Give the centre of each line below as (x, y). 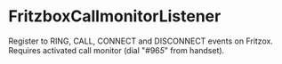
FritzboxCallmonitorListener (115, 16)
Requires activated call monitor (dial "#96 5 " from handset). (117, 50)
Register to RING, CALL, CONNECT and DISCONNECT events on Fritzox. (141, 41)
